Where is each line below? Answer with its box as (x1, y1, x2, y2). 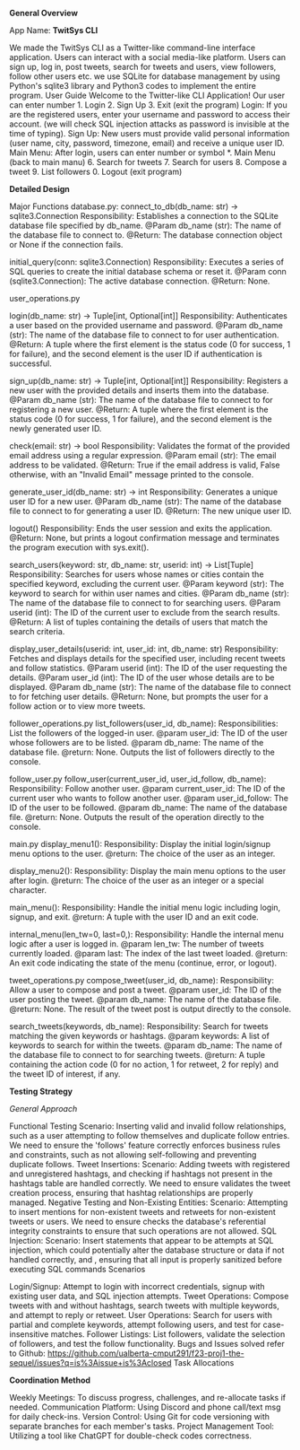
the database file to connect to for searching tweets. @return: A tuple (9, 1050, 266, 1060)
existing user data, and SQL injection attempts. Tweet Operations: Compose (9, 1291, 289, 1301)
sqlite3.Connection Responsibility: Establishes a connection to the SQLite (9, 211, 279, 221)
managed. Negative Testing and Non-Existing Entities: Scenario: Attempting (9, 1197, 288, 1208)
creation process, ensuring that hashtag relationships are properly (9, 1188, 253, 1198)
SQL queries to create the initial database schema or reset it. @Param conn (9, 266, 287, 276)
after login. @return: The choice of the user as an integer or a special (9, 875, 264, 886)
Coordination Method (9, 1375, 91, 1385)
